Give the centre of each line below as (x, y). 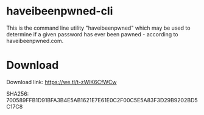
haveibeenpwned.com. (35, 41)
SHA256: (18, 94)
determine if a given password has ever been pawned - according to (92, 34)
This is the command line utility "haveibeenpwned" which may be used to (98, 28)
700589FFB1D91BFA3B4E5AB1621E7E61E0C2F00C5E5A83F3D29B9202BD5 (102, 100)
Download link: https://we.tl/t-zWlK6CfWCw (62, 82)
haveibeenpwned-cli (60, 11)
